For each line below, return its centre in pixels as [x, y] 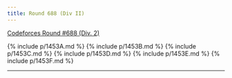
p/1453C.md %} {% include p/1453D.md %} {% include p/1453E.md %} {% [114, 53]
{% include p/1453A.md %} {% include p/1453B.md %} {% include [102, 46]
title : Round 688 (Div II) [46, 13]
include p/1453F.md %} [40, 61]
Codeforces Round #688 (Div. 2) [54, 33]
